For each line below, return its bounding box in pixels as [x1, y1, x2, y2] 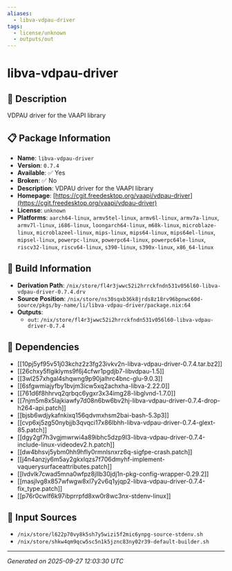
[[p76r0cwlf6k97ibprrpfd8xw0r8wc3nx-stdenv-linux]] [17, 492, 171, 500]
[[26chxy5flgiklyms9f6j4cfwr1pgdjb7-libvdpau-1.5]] [17, 367, 164, 375]
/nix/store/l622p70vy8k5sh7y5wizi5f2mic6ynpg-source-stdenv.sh [17, 531, 204, 539]
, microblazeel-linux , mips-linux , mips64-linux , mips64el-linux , [32, 228, 216, 236]
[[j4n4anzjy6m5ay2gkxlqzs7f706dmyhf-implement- [17, 455, 166, 463]
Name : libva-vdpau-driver [17, 153, 95, 162]
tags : [7, 23, 23, 30]
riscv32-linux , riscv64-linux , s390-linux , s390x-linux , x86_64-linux [17, 242, 214, 251]
